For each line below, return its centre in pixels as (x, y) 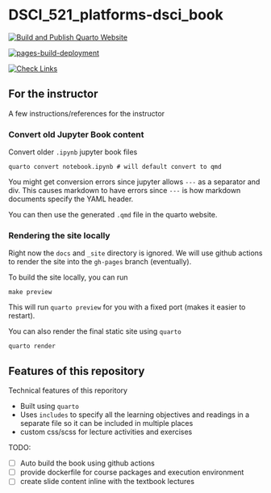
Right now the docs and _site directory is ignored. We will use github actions (135, 253)
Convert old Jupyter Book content (76, 134)
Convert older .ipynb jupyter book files (73, 152)
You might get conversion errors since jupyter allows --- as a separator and (134, 182)
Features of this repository (77, 371)
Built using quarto (49, 407)
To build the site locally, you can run (68, 277)
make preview (30, 293)
